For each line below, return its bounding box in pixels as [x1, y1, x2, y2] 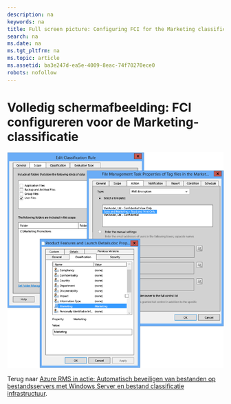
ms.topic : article [7, 55, 60, 62]
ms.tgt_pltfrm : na [7, 47, 60, 54]
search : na [7, 33, 38, 40]
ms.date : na [7, 40, 41, 47]
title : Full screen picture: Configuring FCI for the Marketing [7, 25, 195, 32]
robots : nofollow [7, 69, 57, 76]
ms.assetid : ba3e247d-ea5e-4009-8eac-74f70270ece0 [7, 62, 155, 69]
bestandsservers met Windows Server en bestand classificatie [7, 382, 184, 390]
